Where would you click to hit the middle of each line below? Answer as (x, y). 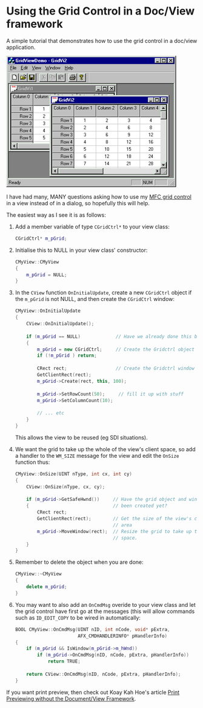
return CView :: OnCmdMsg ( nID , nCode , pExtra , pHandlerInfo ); (104, 674)
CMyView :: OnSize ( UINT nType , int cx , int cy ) (73, 474)
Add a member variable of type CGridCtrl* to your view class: (92, 227)
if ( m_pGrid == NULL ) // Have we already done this (109, 336)
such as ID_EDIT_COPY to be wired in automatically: (78, 617)
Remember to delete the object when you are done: (79, 562)
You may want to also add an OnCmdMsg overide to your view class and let (105, 604)
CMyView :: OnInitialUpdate (48, 311)
